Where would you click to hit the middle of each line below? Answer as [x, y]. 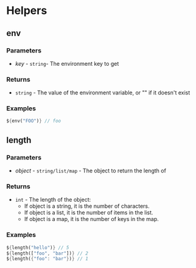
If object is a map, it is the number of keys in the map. [92, 219]
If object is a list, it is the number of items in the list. [89, 213]
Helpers [27, 11]
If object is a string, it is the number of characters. [87, 206]
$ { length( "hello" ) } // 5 [38, 247]
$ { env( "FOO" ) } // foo [34, 121]
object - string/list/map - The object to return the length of [90, 171]
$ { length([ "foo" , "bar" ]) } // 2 [47, 253]
